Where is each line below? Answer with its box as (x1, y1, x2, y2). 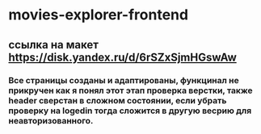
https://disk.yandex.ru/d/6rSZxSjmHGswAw (8, 50, 237, 64)
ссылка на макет (8, 38, 99, 52)
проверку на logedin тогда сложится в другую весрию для (8, 105, 252, 116)
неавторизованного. (8, 115, 94, 126)
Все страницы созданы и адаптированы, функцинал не (8, 74, 240, 86)
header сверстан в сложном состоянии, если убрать (8, 94, 227, 106)
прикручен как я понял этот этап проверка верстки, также (8, 85, 253, 96)
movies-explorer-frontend (8, 6, 188, 24)
